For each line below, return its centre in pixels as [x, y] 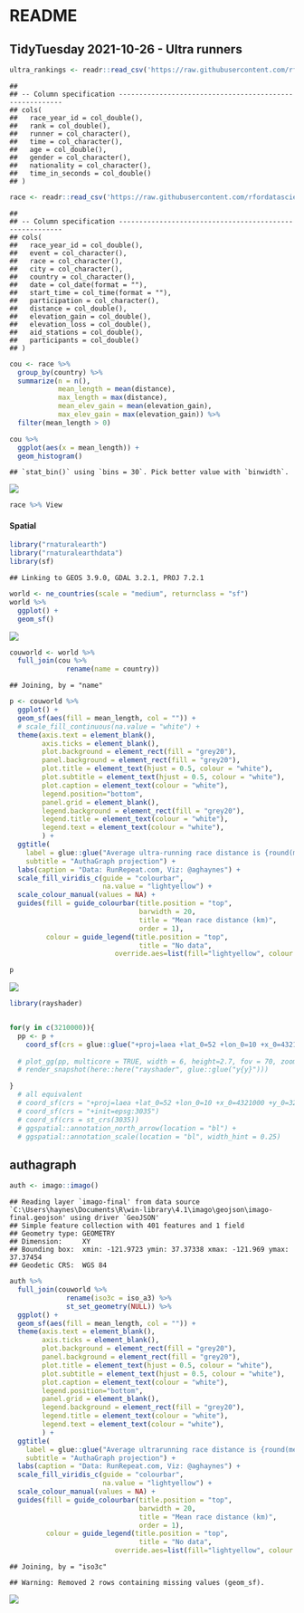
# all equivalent [50, 1095]
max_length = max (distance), [113, 398]
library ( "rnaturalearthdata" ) [66, 553]
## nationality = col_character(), [81, 165]
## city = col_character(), [66, 269]
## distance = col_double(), [68, 309]
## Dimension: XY [50, 1242]
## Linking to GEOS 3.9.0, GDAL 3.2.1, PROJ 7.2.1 [107, 578]
